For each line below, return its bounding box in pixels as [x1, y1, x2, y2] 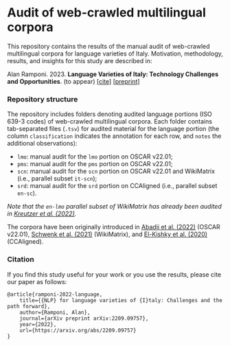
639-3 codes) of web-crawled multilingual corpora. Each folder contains [7, 117, 213, 126]
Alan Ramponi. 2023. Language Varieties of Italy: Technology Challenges [7, 70, 218, 78]
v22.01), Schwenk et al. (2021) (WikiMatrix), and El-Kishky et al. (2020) [7, 230, 208, 238]
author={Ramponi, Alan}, [19, 309, 91, 316]
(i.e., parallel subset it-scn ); [16, 174, 97, 183]
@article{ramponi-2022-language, [7, 290, 103, 298]
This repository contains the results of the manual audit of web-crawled [7, 42, 211, 50]
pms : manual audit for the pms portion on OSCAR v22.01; [16, 160, 173, 168]
